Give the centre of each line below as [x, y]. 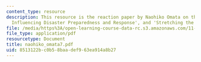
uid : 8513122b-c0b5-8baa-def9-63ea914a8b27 [61, 50]
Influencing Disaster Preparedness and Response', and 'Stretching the [103, 22]
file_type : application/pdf [41, 34]
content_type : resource [36, 12]
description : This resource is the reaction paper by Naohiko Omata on [97, 17]
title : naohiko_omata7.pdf [40, 45]
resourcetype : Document [36, 39]
